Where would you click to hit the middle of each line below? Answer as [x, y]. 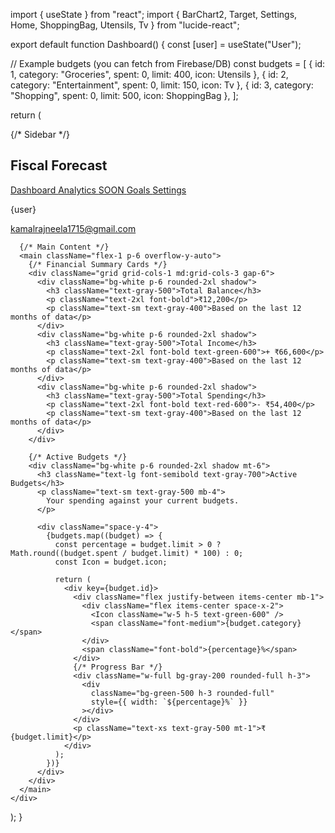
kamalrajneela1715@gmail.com [73, 228]
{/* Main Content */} [64, 247]
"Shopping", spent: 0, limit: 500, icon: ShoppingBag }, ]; [124, 95]
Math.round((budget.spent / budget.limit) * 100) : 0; [127, 553]
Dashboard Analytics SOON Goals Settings [98, 190]
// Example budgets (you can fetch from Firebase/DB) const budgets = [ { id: [168, 63]
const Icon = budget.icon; [111, 562]
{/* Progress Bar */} [118, 667]
